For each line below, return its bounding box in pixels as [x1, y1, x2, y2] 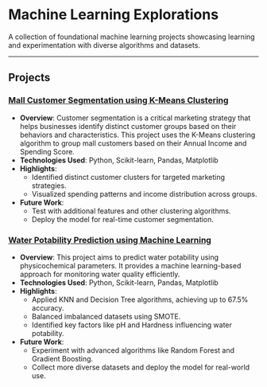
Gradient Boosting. [31, 354, 94, 363]
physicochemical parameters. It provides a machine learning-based [19, 260, 242, 270]
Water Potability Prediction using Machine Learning [8, 234, 212, 245]
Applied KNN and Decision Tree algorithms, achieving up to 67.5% [31, 295, 249, 304]
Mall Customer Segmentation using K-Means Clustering [8, 95, 229, 106]
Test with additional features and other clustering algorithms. [31, 205, 231, 216]
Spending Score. [19, 147, 75, 156]
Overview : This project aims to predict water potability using [19, 252, 219, 262]
